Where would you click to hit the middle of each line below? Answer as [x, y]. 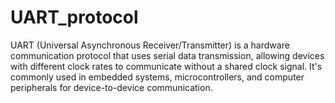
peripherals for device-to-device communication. [111, 87]
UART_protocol [74, 17]
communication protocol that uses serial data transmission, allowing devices [167, 55]
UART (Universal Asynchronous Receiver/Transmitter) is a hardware [150, 45]
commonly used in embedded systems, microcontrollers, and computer [157, 77]
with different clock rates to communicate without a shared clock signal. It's [166, 66]
